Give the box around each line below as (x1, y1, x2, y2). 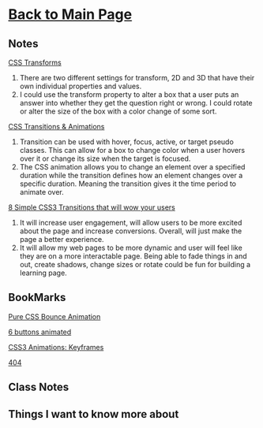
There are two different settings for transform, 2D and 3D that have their (19, 73, 255, 82)
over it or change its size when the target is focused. (19, 154, 191, 163)
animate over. (19, 188, 65, 196)
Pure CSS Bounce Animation (8, 311, 101, 321)
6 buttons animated (8, 327, 72, 337)
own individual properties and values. (19, 81, 142, 91)
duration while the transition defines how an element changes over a (19, 171, 243, 180)
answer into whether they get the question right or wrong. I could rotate (19, 99, 253, 107)
